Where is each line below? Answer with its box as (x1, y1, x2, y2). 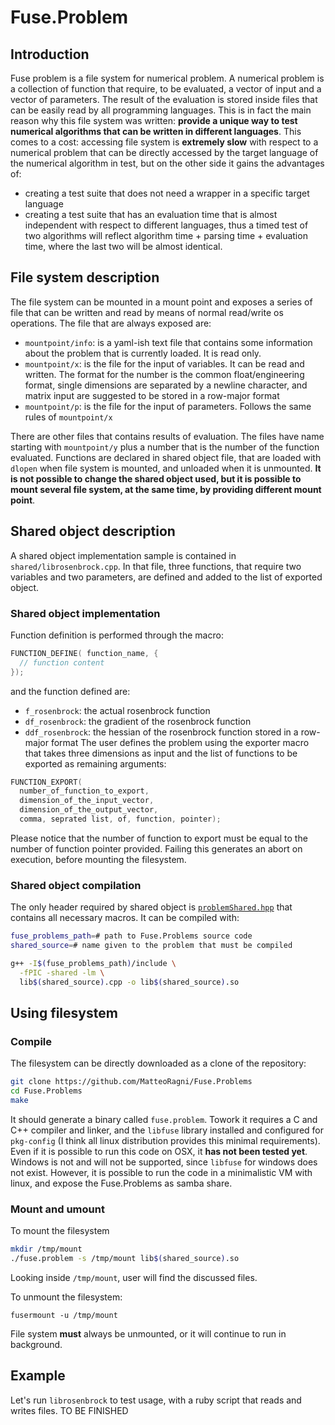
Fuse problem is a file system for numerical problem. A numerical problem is (10, 72, 325, 84)
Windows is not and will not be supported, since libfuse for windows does (10, 1156, 318, 1168)
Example (10, 1367, 66, 1385)
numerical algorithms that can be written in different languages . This (10, 126, 302, 137)
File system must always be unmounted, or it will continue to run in (10, 1327, 287, 1340)
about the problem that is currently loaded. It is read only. (24, 347, 262, 359)
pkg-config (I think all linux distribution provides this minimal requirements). (10, 1134, 321, 1146)
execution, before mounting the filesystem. (10, 853, 187, 865)
